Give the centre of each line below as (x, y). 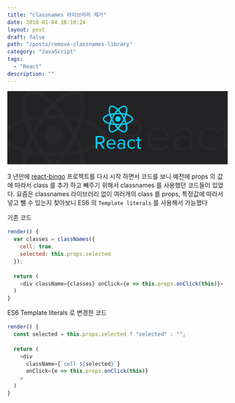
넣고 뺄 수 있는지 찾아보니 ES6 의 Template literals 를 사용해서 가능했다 (107, 203)
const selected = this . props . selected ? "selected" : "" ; (100, 334)
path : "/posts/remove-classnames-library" (70, 45)
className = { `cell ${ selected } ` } (73, 364)
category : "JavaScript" (42, 52)
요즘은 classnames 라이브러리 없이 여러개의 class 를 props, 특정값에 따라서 (120, 194)
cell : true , (37, 247)
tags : (15, 60)
